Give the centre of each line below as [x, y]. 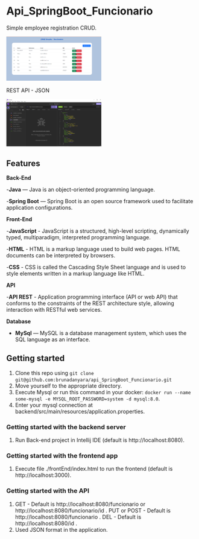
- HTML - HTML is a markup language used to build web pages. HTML [93, 249]
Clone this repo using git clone [55, 373]
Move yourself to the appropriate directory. [68, 386]
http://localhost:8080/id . [46, 523]
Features [23, 163]
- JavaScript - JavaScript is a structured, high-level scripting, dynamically [98, 231]
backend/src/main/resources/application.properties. [80, 411]
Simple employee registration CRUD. [52, 28]
